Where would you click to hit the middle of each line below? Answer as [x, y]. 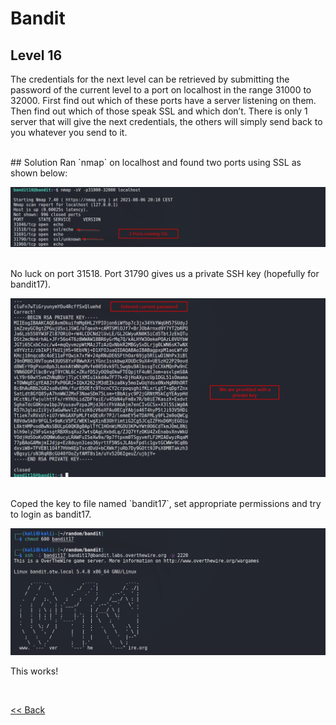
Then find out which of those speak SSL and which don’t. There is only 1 [159, 111]
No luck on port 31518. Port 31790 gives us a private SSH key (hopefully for [165, 274]
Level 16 [36, 55]
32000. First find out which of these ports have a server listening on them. [163, 100]
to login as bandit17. [51, 514]
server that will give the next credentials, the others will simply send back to [166, 121]
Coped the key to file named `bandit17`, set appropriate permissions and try [166, 503]
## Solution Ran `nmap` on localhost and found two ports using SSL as [156, 162]
